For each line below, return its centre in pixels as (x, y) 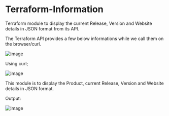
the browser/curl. (23, 44)
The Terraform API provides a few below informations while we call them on (84, 38)
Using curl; (17, 63)
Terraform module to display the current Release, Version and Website (79, 23)
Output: (13, 98)
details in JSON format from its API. (42, 28)
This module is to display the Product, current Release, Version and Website (84, 83)
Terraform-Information (54, 9)
